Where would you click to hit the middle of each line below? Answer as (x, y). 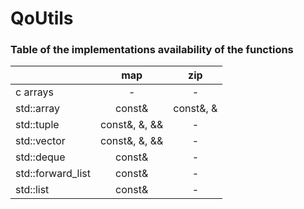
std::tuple (37, 125)
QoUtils (42, 18)
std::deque (40, 157)
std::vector (40, 141)
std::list (32, 190)
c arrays (34, 92)
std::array (37, 109)
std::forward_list (53, 174)
